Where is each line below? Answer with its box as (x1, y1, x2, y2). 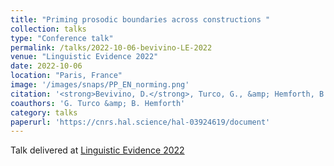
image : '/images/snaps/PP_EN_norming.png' (10, 80, 190, 90)
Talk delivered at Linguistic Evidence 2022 (10, 144, 185, 156)
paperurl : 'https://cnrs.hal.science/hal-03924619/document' (10, 117, 271, 127)
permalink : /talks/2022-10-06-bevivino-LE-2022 (10, 42, 213, 53)
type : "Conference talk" (10, 33, 114, 43)
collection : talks (10, 24, 87, 34)
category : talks (10, 107, 78, 118)
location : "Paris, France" (10, 71, 123, 81)
